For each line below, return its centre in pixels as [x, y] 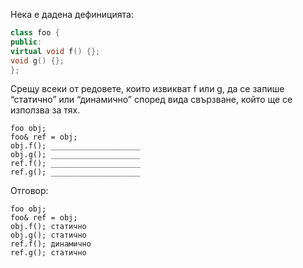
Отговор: [29, 191]
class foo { [35, 33]
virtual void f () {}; [55, 51]
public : [26, 42]
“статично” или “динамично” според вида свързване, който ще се [151, 100]
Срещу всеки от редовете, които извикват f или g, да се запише [147, 89]
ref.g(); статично [48, 253]
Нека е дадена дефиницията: [72, 14]
